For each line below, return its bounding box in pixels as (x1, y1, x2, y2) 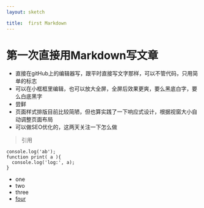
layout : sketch (6, 9, 45, 15)
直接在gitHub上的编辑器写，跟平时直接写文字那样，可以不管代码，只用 (15, 70, 193, 77)
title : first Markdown (6, 20, 67, 26)
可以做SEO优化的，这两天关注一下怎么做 (15, 123, 117, 131)
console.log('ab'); (6, 148, 56, 155)
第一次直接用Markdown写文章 (6, 48, 159, 62)
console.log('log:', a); (12, 160, 75, 166)
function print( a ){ (6, 154, 62, 160)
